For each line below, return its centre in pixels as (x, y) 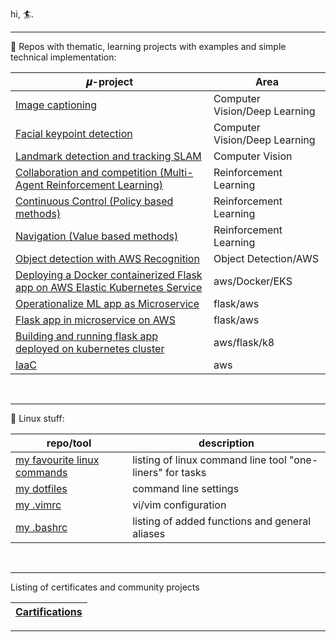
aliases (149, 533)
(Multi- (176, 172)
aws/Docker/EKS (253, 281)
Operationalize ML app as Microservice (107, 303)
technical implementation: (63, 57)
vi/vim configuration (179, 505)
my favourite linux (57, 460)
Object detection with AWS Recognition (107, 258)
